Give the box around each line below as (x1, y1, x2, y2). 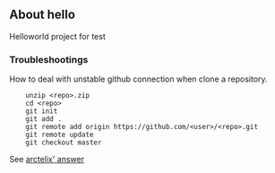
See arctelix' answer (9, 154, 85, 165)
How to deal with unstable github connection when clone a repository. (9, 74, 268, 84)
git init (25, 107, 58, 116)
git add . (25, 115, 63, 124)
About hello (9, 7, 76, 22)
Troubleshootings (9, 53, 89, 65)
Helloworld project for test (9, 30, 106, 41)
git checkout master (25, 138, 102, 147)
